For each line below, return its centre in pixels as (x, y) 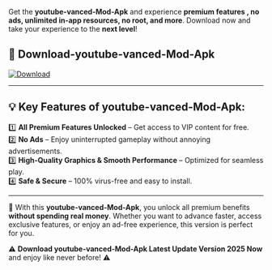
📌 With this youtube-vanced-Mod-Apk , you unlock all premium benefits (129, 207)
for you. (21, 233)
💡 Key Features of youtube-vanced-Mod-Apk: (127, 107)
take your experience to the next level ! (73, 29)
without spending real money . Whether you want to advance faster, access (135, 216)
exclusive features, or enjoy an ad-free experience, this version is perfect (131, 224)
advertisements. (35, 151)
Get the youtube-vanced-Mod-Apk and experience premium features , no (134, 12)
